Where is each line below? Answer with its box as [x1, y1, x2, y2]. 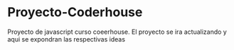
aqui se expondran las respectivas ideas [7, 35, 126, 43]
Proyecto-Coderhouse [7, 4, 143, 20]
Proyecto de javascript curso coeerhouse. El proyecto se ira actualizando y [7, 27, 228, 36]
